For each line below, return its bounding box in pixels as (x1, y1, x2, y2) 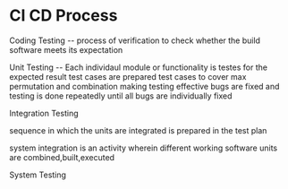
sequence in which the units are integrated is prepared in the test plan (9, 125, 267, 135)
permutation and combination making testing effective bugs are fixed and (9, 81, 280, 91)
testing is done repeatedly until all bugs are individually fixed (9, 90, 233, 101)
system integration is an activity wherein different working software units (9, 142, 278, 153)
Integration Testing (9, 107, 79, 118)
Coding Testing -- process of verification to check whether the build (9, 35, 261, 46)
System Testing (9, 169, 67, 180)
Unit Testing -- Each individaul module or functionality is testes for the (9, 62, 268, 73)
